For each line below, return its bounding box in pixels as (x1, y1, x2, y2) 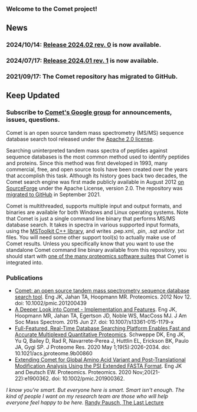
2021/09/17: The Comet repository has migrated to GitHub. (6, 73, 178, 81)
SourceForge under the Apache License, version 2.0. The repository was (6, 184, 183, 192)
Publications (6, 274, 43, 282)
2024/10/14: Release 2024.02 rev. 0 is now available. (6, 41, 162, 49)
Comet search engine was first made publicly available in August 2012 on (6, 178, 185, 185)
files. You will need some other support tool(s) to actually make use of (6, 233, 176, 241)
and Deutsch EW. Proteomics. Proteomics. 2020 (14, 369, 132, 376)
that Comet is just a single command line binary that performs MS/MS (6, 215, 176, 222)
